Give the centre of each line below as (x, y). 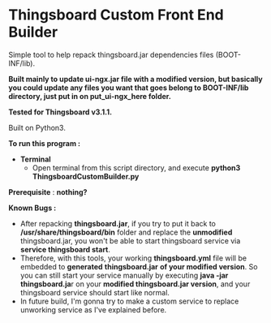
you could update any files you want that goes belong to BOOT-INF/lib (129, 88)
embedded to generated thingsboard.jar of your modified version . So (139, 266)
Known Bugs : (32, 208)
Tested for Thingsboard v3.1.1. (60, 112)
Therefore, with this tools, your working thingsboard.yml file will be (133, 258)
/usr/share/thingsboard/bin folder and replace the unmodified (126, 232)
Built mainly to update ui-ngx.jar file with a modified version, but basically (135, 79)
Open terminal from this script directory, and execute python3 (136, 167)
